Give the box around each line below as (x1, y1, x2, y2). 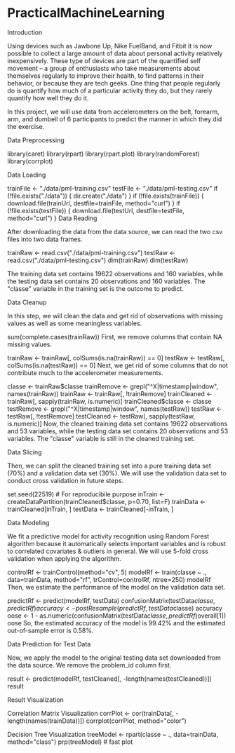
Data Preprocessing (7, 135, 65, 144)
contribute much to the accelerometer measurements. (7, 368, 163, 376)
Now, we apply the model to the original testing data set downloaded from (7, 653, 221, 662)
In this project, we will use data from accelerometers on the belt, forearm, (7, 107, 220, 116)
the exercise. (7, 122, 45, 130)
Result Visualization (7, 696, 65, 704)
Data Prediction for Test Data (7, 639, 91, 648)
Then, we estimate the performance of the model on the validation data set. (7, 583, 226, 591)
